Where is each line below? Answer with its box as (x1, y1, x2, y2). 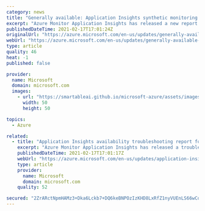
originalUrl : (6, 32, 40, 38)
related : (6, 133, 29, 139)
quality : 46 (6, 49, 37, 55)
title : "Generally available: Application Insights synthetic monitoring (6, 15, 198, 21)
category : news (6, 9, 45, 15)
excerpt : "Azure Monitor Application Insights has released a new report (6, 20, 198, 26)
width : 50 (22, 100, 48, 106)
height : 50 (22, 105, 51, 111)
